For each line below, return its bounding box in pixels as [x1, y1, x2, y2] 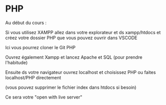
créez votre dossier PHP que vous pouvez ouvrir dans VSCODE [5, 35, 138, 41]
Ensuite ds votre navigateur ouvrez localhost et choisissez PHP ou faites [5, 69, 156, 75]
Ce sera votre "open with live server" [5, 94, 82, 100]
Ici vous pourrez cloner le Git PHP [5, 44, 76, 50]
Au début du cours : [5, 20, 47, 26]
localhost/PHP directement [5, 74, 62, 80]
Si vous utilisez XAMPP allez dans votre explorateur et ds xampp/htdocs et [5, 29, 161, 35]
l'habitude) [5, 59, 28, 65]
